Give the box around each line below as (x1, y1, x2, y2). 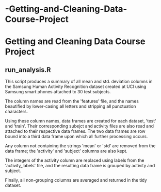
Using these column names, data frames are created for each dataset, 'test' (5, 118, 156, 124)
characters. (5, 108, 28, 115)
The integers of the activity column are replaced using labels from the (5, 157, 145, 163)
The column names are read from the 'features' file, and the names (5, 98, 139, 104)
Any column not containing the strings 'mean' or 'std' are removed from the (5, 143, 156, 149)
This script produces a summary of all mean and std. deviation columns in (5, 79, 153, 85)
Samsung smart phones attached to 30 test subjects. (5, 89, 111, 95)
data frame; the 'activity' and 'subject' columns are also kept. (5, 148, 128, 154)
